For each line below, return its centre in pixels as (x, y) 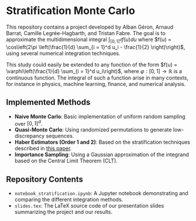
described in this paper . (43, 149)
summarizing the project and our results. (63, 212)
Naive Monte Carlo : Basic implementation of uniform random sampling (100, 116)
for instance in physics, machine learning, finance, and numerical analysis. (96, 84)
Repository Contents (45, 179)
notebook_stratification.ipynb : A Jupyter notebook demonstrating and (101, 194)
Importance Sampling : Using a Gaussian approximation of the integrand (102, 155)
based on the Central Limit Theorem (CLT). (66, 161)
